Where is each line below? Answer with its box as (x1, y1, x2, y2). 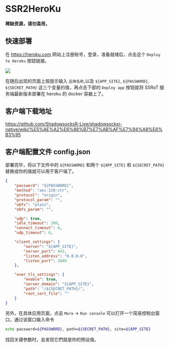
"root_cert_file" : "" (23, 291, 70, 296)
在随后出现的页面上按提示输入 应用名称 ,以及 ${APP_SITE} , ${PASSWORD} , (5, 78, 150, 84)
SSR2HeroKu (5, 3, 61, 15)
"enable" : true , (23, 277, 58, 282)
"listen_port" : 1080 (23, 258, 67, 263)
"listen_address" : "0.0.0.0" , (23, 254, 87, 259)
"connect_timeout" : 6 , (14, 226, 62, 231)
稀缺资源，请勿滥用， (5, 20, 50, 26)
